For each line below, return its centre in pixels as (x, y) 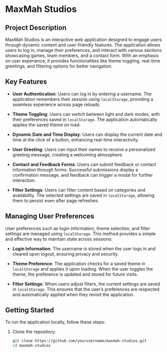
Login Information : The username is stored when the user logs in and (84, 249)
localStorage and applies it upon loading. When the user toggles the (83, 269)
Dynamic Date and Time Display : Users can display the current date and (87, 134)
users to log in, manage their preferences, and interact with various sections (83, 50)
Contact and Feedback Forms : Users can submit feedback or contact (84, 164)
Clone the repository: (34, 332)
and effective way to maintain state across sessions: (59, 239)
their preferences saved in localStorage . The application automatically (85, 119)
